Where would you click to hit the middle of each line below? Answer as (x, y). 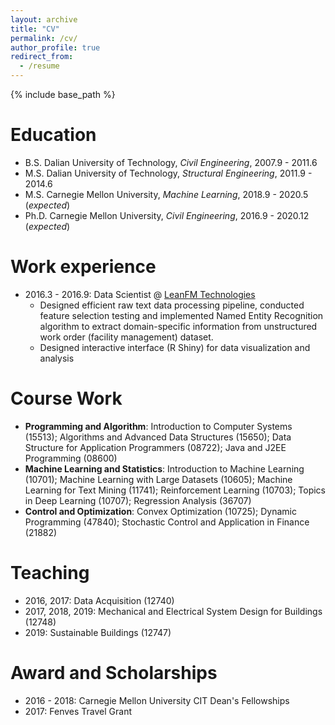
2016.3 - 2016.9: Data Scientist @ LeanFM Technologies (140, 294)
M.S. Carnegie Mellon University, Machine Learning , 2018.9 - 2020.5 (166, 194)
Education (53, 135)
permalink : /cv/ (44, 38)
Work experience (83, 267)
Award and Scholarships (114, 672)
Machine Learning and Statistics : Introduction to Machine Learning (164, 468)
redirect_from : (42, 57)
